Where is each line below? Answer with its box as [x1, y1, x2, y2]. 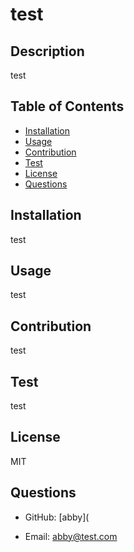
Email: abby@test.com [24, 530, 118, 542]
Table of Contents [10, 98, 125, 115]
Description [10, 43, 85, 60]
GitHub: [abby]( [24, 511, 90, 523]
